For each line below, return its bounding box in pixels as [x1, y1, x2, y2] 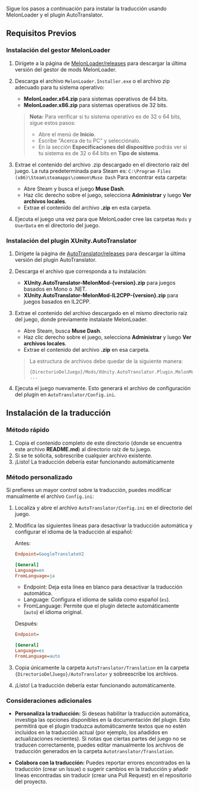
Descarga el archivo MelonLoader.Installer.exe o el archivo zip [14, 77, 170, 85]
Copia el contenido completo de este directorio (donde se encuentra [14, 439, 182, 446]
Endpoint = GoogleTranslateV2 [14, 551, 84, 557]
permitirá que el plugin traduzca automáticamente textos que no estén [14, 722, 187, 730]
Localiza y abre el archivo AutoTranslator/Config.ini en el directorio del [14, 504, 192, 511]
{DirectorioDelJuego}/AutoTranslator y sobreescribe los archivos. [14, 670, 178, 677]
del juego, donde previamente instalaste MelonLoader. [14, 316, 148, 323]
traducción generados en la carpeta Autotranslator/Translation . [14, 748, 175, 755]
